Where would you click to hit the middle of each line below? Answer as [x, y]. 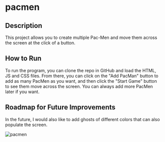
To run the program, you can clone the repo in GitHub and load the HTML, [81, 70]
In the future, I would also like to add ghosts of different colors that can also [82, 119]
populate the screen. [26, 125]
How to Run [23, 59]
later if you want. [22, 92]
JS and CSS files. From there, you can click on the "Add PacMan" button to [82, 76]
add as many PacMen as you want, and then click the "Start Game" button [81, 81]
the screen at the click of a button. [40, 43]
